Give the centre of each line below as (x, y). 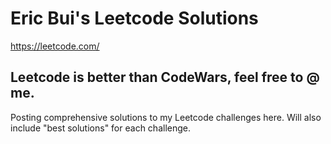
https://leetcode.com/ (55, 46)
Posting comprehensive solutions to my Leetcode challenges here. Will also (166, 117)
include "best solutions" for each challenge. (100, 128)
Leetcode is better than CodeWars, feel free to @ (165, 77)
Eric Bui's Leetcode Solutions (134, 18)
